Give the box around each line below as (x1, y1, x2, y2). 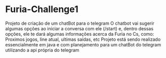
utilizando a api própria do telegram (5, 47, 79, 53)
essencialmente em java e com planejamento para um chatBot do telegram (5, 41, 161, 47)
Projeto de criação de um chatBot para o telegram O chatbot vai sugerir (5, 20, 154, 26)
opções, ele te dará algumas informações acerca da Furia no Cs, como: (5, 31, 154, 37)
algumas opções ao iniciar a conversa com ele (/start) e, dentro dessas (5, 25, 153, 31)
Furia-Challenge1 (5, 4, 78, 15)
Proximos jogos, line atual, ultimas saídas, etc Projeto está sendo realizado (5, 36, 161, 42)
